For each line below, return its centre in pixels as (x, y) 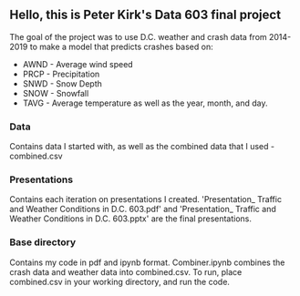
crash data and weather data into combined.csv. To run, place (126, 271)
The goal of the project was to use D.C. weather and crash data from (138, 36)
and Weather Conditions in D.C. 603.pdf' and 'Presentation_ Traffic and (143, 209)
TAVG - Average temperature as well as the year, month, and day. (145, 103)
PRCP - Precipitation (61, 74)
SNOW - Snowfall (56, 93)
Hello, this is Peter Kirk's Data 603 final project (145, 15)
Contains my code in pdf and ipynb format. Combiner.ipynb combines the (147, 262)
